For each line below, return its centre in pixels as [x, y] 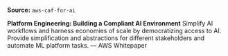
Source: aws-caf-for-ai [42, 10]
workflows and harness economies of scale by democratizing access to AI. [114, 31]
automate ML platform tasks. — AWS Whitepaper [77, 45]
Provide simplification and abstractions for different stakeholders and [106, 38]
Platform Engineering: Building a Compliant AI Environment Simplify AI [110, 23]
